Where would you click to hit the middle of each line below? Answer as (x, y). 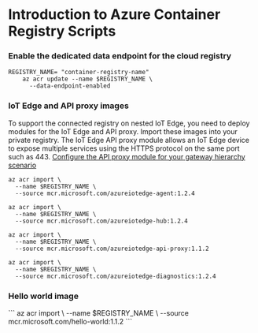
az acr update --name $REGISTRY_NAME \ (88, 79)
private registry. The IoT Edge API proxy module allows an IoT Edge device (129, 140)
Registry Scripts (62, 31)
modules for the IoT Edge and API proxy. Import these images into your (123, 131)
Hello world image (43, 296)
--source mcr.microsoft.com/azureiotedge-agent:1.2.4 (105, 193)
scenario (22, 165)
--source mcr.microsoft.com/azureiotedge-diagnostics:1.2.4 (116, 276)
